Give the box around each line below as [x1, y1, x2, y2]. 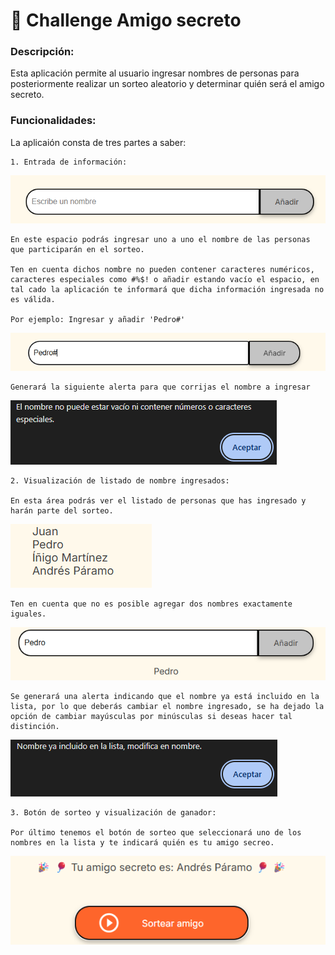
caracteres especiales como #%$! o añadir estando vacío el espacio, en [10, 274, 320, 284]
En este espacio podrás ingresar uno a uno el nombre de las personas [10, 234, 311, 244]
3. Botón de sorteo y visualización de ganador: [10, 808, 217, 818]
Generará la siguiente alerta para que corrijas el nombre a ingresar [10, 382, 311, 393]
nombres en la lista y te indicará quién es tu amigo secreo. [10, 838, 275, 848]
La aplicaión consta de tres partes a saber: [10, 136, 187, 148]
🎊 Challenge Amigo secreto [10, 9, 242, 32]
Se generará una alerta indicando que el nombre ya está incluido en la [10, 692, 320, 702]
